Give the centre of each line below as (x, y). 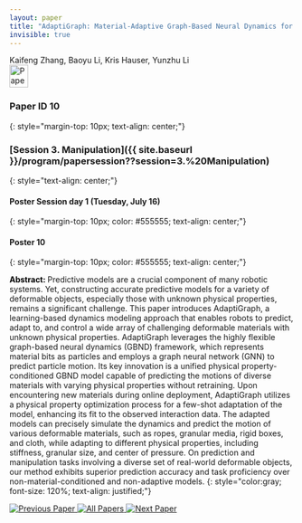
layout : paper (36, 18)
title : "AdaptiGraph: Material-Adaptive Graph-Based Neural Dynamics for (151, 26)
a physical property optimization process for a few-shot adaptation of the (146, 404)
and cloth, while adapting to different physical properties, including (134, 443)
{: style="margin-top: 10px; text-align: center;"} (97, 126)
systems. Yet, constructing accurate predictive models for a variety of (139, 290)
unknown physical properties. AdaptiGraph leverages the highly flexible (142, 338)
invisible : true (40, 34)
